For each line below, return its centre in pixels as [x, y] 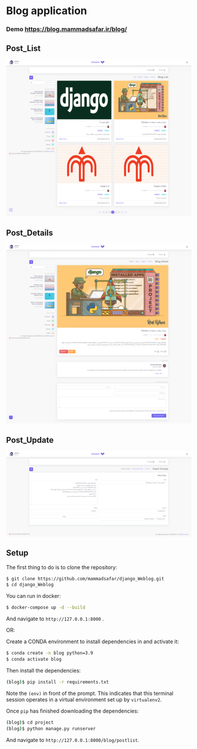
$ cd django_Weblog [30, 585]
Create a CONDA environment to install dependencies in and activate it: [93, 641]
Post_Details [30, 233]
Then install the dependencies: [44, 670]
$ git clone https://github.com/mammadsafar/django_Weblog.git [85, 579]
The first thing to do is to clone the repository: [62, 567]
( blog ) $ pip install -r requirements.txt [58, 682]
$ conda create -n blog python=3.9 [50, 653]
